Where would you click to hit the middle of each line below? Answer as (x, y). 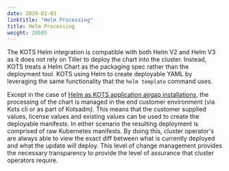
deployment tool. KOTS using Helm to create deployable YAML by (100, 74)
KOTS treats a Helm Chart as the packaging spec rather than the (98, 67)
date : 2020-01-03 (32, 13)
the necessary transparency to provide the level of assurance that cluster (111, 153)
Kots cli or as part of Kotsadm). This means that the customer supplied (107, 109)
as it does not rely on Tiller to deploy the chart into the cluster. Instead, (107, 60)
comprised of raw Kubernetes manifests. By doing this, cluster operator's (111, 131)
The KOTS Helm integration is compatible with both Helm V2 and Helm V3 (111, 52)
